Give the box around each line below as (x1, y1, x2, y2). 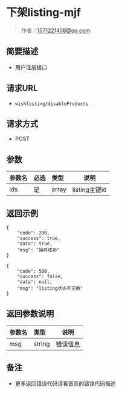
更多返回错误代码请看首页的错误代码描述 (14, 380, 116, 387)
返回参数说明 (6, 309, 54, 319)
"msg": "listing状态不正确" (17, 285, 83, 292)
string (33, 340, 50, 348)
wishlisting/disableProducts (14, 101, 89, 107)
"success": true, (17, 235, 61, 241)
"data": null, (17, 279, 53, 285)
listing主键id (72, 186, 107, 194)
